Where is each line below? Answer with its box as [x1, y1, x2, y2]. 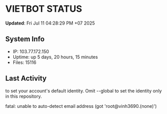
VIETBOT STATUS [5, 3, 82, 15]
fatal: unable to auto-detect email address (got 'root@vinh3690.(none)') [5, 103, 157, 109]
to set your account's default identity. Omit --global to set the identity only [5, 87, 162, 94]
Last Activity [5, 74, 47, 83]
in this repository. [5, 93, 42, 99]
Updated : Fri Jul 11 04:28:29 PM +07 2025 [5, 20, 95, 26]
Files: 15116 [12, 59, 37, 65]
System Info [5, 35, 45, 43]
